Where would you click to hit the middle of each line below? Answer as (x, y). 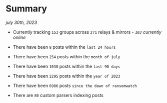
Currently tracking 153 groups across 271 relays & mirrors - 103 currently (87, 32)
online (19, 37)
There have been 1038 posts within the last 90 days (66, 66)
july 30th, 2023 (21, 22)
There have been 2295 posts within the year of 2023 (66, 76)
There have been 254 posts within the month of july (66, 56)
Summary (26, 9)
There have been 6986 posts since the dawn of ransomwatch (75, 86)
